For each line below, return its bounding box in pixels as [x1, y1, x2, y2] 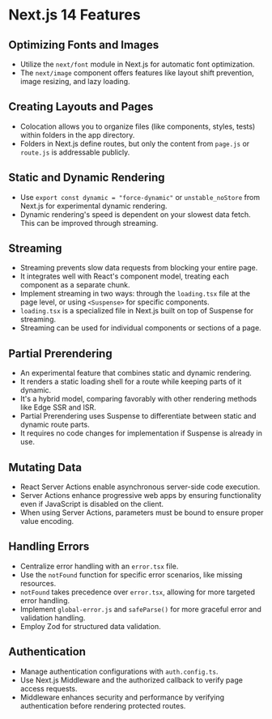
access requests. [19, 683, 79, 693]
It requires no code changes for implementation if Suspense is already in [19, 428, 263, 438]
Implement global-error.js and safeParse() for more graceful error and [19, 604, 261, 614]
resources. [19, 578, 57, 588]
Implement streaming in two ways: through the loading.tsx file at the [19, 289, 251, 299]
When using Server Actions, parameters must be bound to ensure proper [19, 508, 264, 517]
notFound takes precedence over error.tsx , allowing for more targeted [19, 587, 255, 597]
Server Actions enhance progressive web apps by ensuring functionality [19, 491, 261, 500]
